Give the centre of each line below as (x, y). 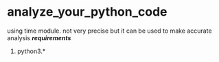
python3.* (31, 51)
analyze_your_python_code (87, 12)
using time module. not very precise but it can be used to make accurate (109, 31)
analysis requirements (39, 37)
